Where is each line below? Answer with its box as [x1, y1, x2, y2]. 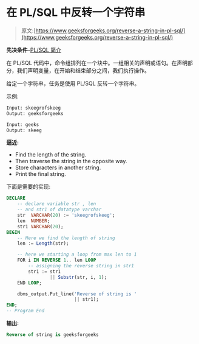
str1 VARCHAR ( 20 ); [17, 223, 64, 230]
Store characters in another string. [15, 164, 101, 171]
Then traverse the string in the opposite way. [15, 158, 127, 165]
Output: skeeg [6, 127, 42, 133]
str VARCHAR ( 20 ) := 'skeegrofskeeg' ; [17, 212, 115, 219]
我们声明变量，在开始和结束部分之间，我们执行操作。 [16, 66, 150, 74]
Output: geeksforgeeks [6, 110, 64, 116]
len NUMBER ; [17, 217, 50, 224]
